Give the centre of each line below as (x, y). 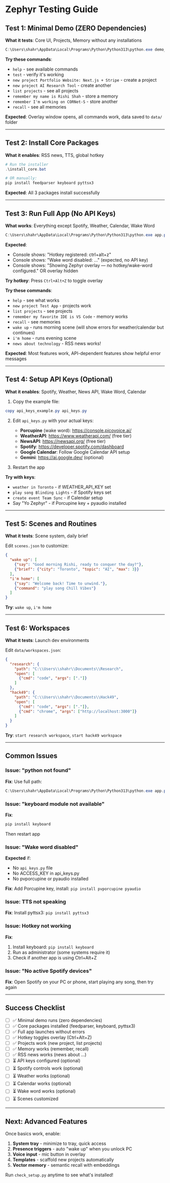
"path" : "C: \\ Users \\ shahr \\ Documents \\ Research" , (69, 669)
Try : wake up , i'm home (29, 608)
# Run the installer (27, 164)
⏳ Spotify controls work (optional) (48, 1068)
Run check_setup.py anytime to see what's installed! (59, 1175)
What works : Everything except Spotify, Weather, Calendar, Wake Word (80, 226)
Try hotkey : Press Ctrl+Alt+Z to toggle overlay (54, 280)
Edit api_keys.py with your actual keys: (53, 421)
